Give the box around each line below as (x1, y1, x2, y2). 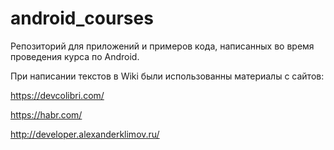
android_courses (10, 7, 154, 30)
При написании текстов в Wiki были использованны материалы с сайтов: (10, 70, 325, 82)
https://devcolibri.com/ (10, 89, 105, 101)
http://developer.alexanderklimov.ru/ (10, 128, 160, 140)
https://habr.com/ (10, 108, 83, 121)
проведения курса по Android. (10, 50, 140, 62)
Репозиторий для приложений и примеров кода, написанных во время (10, 40, 315, 52)
